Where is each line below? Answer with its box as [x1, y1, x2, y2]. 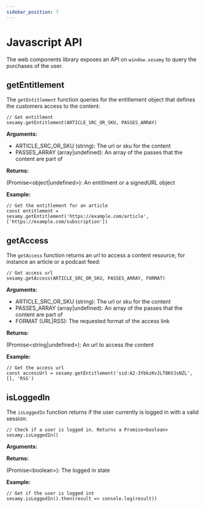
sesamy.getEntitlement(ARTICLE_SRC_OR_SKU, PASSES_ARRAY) [6, 120, 157, 126]
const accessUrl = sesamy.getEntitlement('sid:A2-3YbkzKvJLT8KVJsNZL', [6, 370, 193, 376]
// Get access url [6, 270, 53, 276]
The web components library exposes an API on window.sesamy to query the [6, 56, 197, 63]
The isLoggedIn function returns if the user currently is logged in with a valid [6, 408, 199, 416]
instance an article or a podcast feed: [6, 258, 101, 266]
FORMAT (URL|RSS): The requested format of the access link [15, 318, 170, 325]
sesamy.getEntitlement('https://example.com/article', [6, 214, 149, 220]
